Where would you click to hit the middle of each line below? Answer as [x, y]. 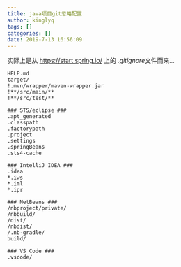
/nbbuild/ [22, 215]
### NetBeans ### [32, 202]
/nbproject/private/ [37, 208]
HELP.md [18, 74]
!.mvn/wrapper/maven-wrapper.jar [56, 86]
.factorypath [26, 129]
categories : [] [29, 33]
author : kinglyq [31, 20]
